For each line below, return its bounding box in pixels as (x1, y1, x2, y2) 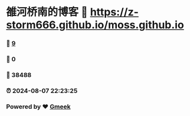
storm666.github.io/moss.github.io (6, 18, 184, 32)
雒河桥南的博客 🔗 (6, 5, 89, 19)
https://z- (90, 5, 139, 19)
